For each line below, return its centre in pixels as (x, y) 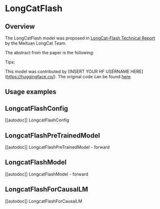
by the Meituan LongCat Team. (36, 43)
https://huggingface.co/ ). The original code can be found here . (69, 77)
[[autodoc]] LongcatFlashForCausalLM (44, 201)
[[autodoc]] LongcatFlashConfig (37, 120)
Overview (20, 26)
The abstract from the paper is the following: (50, 52)
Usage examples (31, 92)
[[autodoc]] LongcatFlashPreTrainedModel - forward (57, 147)
